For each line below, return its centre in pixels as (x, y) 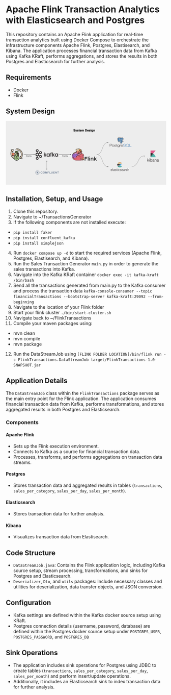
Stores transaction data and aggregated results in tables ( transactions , (88, 485)
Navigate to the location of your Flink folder (59, 307)
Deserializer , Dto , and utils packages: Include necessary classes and (88, 581)
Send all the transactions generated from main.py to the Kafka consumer (89, 285)
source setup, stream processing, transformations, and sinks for (80, 570)
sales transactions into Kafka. (44, 269)
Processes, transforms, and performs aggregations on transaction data (88, 457)
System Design (30, 111)
